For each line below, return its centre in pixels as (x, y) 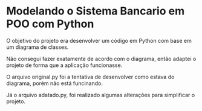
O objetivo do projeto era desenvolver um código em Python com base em (99, 40)
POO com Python (50, 24)
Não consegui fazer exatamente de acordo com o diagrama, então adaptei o (101, 59)
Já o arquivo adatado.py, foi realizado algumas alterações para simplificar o (101, 95)
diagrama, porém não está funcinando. (54, 83)
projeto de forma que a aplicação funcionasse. (64, 65)
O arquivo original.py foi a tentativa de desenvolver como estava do (90, 77)
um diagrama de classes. (37, 47)
